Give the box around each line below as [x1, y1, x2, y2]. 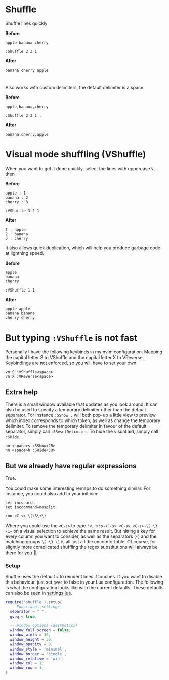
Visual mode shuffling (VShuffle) [5, 149, 146, 160]
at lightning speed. [5, 250, 44, 256]
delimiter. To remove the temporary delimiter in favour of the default [5, 423, 147, 429]
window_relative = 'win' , [10, 656, 65, 661]
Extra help [5, 387, 38, 397]
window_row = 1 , [10, 665, 44, 671]
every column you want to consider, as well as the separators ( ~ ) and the [5, 533, 157, 539]
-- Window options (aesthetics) [10, 623, 78, 628]
